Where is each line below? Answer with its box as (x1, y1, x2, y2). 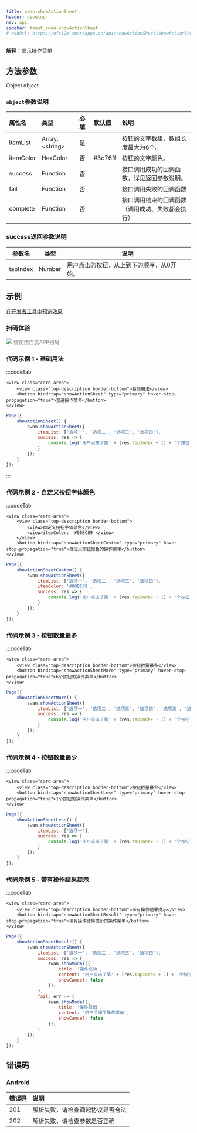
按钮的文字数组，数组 (122, 134, 181, 143)
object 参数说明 (6, 97, 49, 106)
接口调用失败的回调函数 (122, 185, 187, 194)
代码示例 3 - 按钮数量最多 (6, 631, 77, 640)
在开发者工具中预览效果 (6, 308, 63, 315)
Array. (42, 135, 59, 143)
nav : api (6, 19, 28, 25)
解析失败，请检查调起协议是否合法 (32, 1106, 127, 1114)
